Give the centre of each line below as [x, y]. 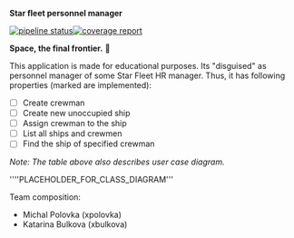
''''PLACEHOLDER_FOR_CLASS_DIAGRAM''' [92, 180]
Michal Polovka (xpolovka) [72, 215]
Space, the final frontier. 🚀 [60, 48]
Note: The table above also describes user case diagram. [117, 162]
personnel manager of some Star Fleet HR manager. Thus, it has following [147, 75]
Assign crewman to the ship [74, 124]
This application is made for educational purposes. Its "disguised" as [138, 66]
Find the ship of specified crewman [88, 144]
